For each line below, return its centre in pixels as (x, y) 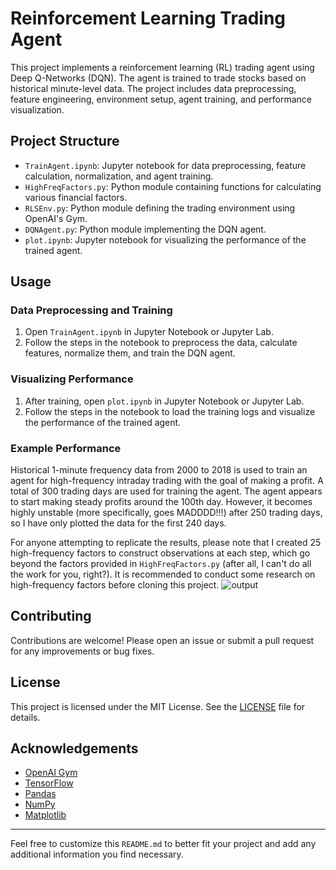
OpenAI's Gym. (56, 218)
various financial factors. (76, 197)
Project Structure (65, 141)
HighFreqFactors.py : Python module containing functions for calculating (173, 186)
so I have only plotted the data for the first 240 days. (118, 523)
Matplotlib (45, 815)
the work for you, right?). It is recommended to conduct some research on (163, 574)
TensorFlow (49, 783)
